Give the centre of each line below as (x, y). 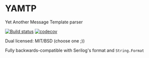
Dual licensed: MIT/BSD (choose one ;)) (45, 41)
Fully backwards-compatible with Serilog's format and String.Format (75, 50)
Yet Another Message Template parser (44, 22)
